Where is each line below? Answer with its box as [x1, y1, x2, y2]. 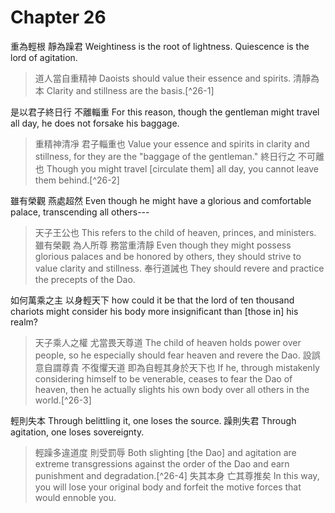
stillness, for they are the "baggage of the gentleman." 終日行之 [34, 150, 297, 162]
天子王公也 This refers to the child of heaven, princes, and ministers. [34, 226, 317, 238]
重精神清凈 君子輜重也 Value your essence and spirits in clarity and [34, 137, 310, 150]
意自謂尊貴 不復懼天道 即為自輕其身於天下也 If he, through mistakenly [34, 361, 320, 373]
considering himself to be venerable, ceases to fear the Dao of [34, 372, 293, 385]
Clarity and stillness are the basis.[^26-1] [46, 84, 215, 96]
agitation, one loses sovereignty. [10, 426, 145, 438]
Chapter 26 [10, 6, 107, 29]
